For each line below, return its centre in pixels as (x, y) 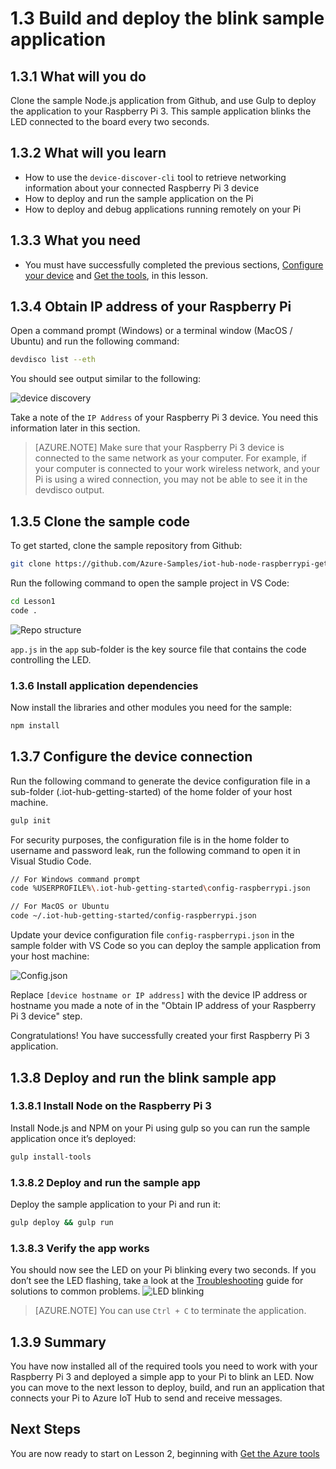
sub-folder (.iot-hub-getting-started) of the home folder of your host (151, 791)
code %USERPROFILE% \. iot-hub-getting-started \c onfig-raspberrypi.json (160, 888)
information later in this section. (75, 428)
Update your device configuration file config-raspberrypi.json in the (152, 935)
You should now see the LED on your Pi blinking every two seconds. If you (163, 1270)
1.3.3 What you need (76, 240)
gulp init (31, 820)
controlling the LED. (51, 659)
